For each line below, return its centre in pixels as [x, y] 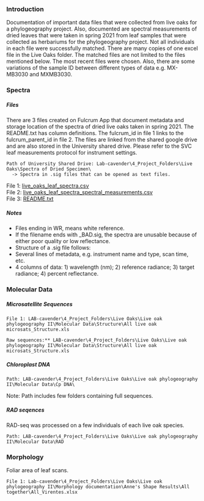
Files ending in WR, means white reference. [70, 229]
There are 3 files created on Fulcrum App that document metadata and [95, 120]
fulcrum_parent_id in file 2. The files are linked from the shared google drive [102, 140]
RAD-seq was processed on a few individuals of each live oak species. [95, 425]
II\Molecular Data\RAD [35, 442]
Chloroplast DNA [28, 364]
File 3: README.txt [30, 199]
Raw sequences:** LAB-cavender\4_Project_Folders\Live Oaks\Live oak [97, 340]
